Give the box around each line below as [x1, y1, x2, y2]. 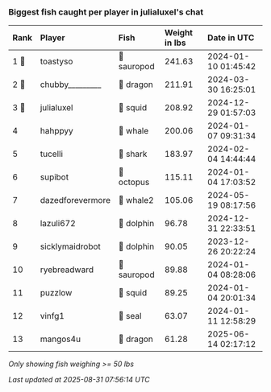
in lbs [164, 37, 186, 48]
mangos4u [40, 333, 81, 345]
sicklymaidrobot [40, 241, 101, 252]
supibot [40, 171, 69, 183]
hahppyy [40, 126, 74, 137]
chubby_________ [40, 79, 102, 90]
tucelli [40, 148, 63, 159]
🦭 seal [118, 311, 142, 322]
